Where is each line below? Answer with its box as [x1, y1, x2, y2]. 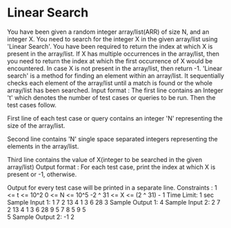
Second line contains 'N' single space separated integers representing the [7, 134, 219, 143]
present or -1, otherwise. [7, 170, 77, 178]
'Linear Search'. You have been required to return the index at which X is [7, 42, 213, 50]
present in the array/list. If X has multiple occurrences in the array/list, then [7, 50, 219, 58]
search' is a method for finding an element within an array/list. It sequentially [7, 71, 225, 80]
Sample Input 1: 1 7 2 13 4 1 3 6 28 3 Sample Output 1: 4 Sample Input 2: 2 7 [7, 198, 221, 206]
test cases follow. [7, 101, 57, 109]
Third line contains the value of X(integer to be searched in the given [7, 155, 202, 163]
